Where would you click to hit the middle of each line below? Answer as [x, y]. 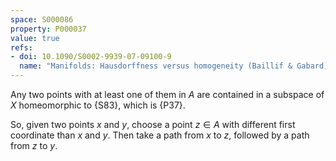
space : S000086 [42, 19]
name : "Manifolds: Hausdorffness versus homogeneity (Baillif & [156, 66]
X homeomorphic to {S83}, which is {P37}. [98, 105]
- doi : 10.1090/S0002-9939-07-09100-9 [91, 57]
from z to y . [34, 145]
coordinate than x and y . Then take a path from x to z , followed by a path [160, 135]
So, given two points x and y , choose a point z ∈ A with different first [153, 124]
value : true [35, 38]
